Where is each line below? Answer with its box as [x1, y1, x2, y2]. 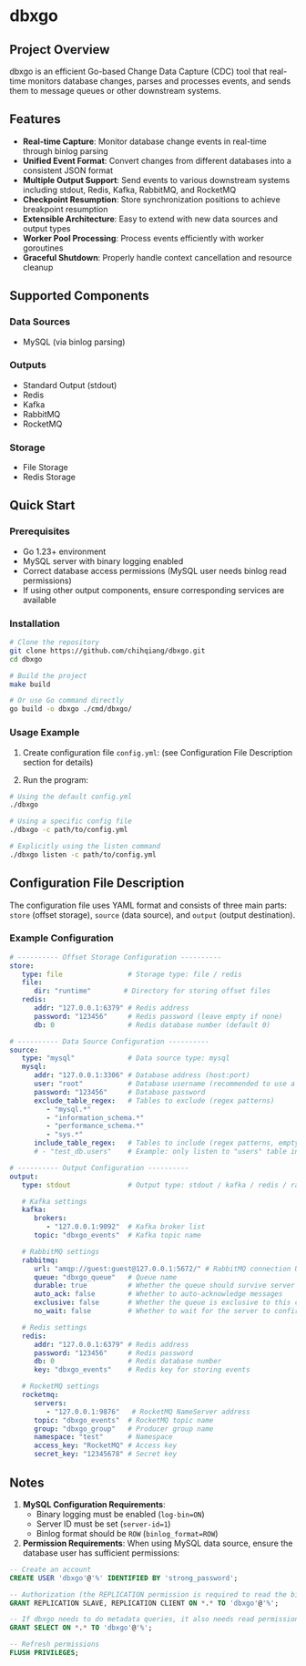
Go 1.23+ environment [22, 546, 107, 557]
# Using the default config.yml [9, 792, 132, 801]
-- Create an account [9, 1565, 92, 1574]
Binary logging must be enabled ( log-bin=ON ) [36, 1508, 205, 1519]
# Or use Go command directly [9, 696, 125, 705]
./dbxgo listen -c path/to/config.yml [9, 849, 157, 859]
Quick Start [9, 498, 76, 513]
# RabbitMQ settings [21, 1247, 100, 1256]
